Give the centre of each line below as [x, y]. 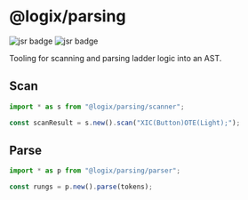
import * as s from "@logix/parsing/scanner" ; [97, 107]
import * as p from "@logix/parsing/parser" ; [95, 171]
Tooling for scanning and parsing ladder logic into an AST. [116, 58]
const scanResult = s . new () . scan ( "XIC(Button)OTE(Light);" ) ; [125, 123]
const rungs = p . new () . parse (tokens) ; [81, 187]
